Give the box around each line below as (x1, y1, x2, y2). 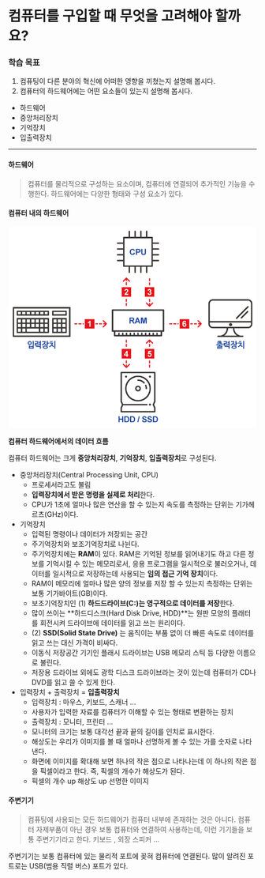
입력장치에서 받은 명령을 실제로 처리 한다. (31, 489, 155, 499)
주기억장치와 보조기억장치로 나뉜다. (31, 539, 140, 548)
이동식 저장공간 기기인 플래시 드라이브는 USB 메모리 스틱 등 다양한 (31, 647, 235, 657)
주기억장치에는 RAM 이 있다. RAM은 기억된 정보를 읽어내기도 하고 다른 (31, 548, 247, 558)
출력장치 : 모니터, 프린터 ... (31, 717, 114, 726)
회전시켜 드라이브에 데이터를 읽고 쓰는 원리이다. (39, 618, 185, 627)
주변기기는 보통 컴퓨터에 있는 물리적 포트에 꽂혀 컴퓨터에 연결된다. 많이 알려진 (8, 851, 246, 861)
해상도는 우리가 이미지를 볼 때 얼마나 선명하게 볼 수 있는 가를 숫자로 (31, 737, 238, 746)
